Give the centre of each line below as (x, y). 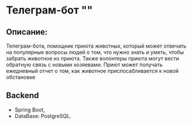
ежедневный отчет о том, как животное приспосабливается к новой (92, 71)
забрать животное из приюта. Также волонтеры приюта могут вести (93, 58)
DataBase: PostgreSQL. (43, 116)
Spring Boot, (30, 110)
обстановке (21, 77)
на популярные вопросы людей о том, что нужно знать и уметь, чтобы (95, 52)
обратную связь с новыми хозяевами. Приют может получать (85, 65)
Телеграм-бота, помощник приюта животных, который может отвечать (96, 46)
